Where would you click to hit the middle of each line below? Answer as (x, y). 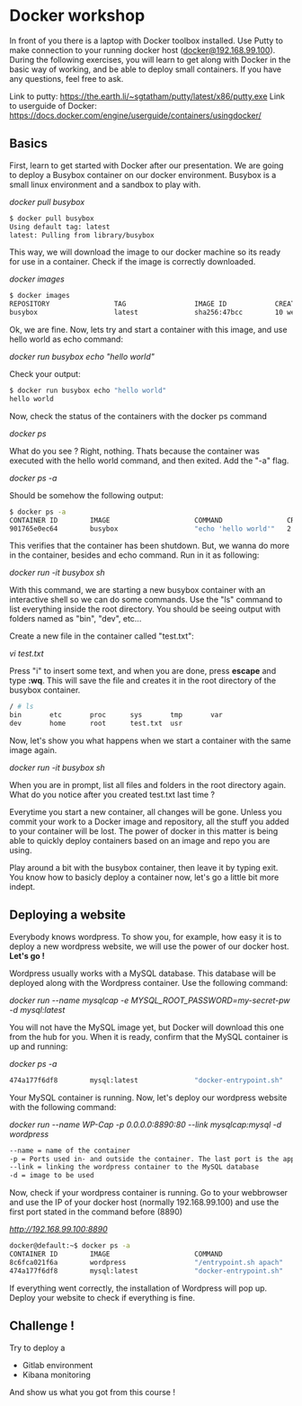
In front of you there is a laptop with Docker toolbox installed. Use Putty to (146, 40)
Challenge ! (42, 1326)
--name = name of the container (70, 1151)
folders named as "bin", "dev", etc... (75, 619)
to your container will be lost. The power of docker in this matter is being (144, 831)
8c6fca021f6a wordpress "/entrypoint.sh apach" (146, 1262)
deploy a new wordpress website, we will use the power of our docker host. (149, 946)
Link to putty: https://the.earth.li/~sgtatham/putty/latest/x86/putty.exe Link (147, 96)
